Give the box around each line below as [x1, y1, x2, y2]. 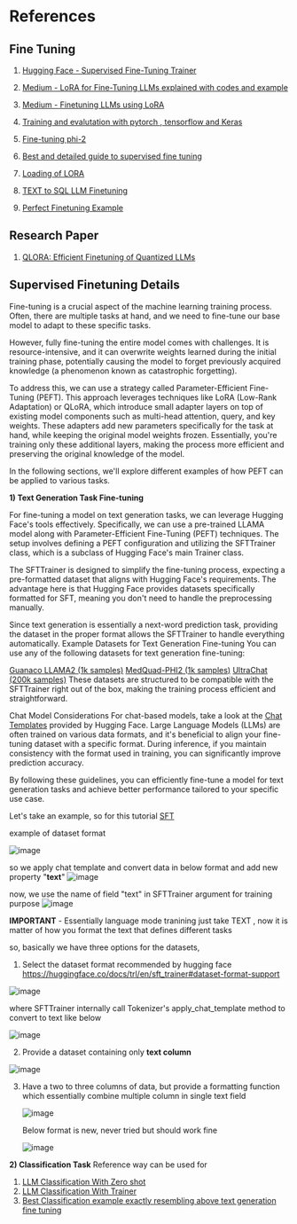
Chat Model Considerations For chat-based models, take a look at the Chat [9, 710, 283, 720]
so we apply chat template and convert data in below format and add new [9, 862, 278, 873]
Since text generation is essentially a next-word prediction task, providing [9, 619, 278, 630]
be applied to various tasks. [9, 475, 111, 485]
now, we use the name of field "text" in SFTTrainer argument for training [9, 889, 273, 899]
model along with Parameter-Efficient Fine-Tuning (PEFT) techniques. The [9, 528, 279, 538]
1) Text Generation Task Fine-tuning [9, 492, 145, 503]
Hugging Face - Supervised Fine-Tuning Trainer [21, 65, 197, 75]
